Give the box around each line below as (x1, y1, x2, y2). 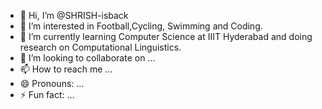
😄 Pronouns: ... (19, 78, 85, 89)
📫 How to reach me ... (19, 63, 113, 75)
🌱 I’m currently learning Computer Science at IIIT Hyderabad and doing (19, 31, 313, 42)
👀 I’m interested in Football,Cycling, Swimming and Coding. (19, 20, 263, 32)
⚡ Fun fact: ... (19, 89, 75, 100)
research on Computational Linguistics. (19, 41, 182, 53)
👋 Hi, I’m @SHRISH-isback (19, 10, 129, 21)
